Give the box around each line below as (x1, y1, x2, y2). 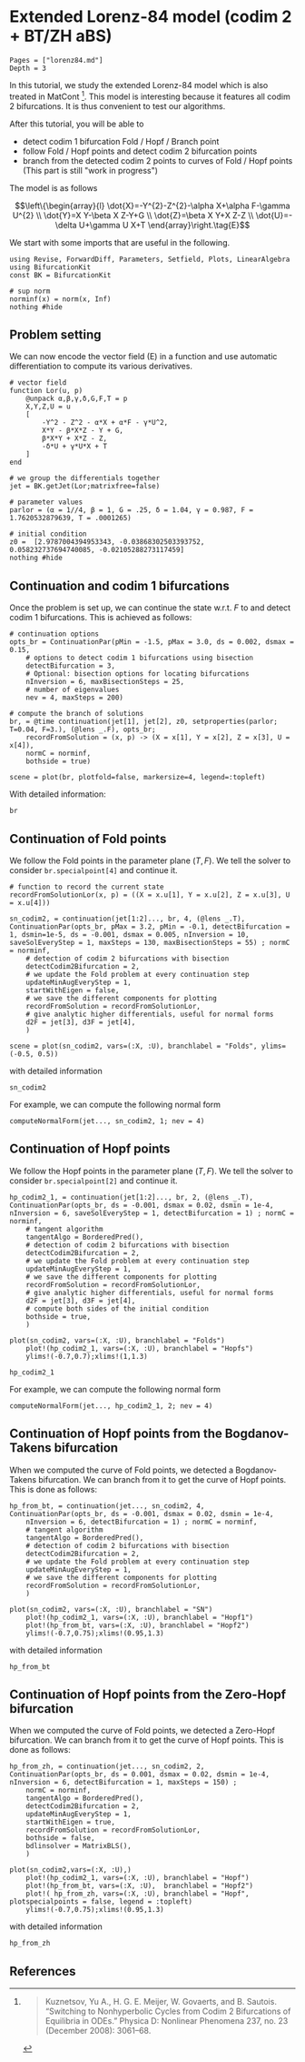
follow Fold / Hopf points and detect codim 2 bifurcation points (22, 146, 258, 156)
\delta (54, 219, 77, 230)
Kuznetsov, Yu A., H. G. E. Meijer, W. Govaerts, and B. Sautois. (44, 1997, 277, 2007)
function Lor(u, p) (9, 387, 84, 396)
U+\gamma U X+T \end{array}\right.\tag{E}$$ (78, 219, 251, 230)
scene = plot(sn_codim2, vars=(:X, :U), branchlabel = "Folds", (9, 1041, 258, 1051)
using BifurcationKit (9, 262, 92, 272)
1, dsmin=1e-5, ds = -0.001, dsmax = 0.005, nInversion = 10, (9, 930, 250, 940)
